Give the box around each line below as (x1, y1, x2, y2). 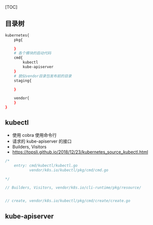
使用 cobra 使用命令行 (12, 132, 57, 138)
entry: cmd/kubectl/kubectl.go (14, 163, 78, 168)
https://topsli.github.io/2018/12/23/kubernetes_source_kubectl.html (12, 149, 149, 155)
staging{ (14, 78, 32, 83)
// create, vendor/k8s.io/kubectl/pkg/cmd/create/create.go (5, 199, 131, 203)
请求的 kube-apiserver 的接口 (12, 138, 72, 144)
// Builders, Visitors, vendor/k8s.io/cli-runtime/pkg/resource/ (5, 185, 141, 190)
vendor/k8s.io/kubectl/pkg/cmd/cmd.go (29, 168, 109, 173)
